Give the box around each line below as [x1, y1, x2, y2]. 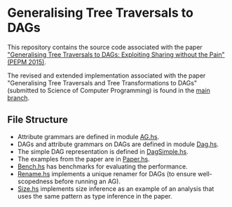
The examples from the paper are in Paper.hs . [17, 155, 150, 163]
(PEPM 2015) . [7, 57, 47, 66]
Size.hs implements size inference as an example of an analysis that [17, 184, 214, 193]
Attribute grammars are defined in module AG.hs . [17, 132, 160, 141]
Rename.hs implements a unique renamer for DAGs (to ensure [17, 169, 197, 178]
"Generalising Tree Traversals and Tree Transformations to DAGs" [7, 78, 198, 87]
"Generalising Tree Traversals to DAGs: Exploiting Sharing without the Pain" [7, 50, 226, 59]
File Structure [7, 114, 68, 126]
